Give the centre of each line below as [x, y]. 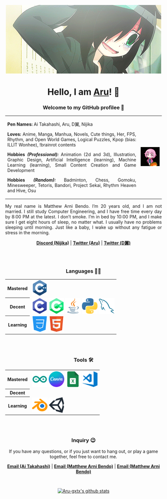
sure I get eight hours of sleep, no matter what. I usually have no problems [83, 222]
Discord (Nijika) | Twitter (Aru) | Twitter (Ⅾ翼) [83, 243]
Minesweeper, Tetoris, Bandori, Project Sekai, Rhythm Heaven [72, 185]
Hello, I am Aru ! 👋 [83, 92]
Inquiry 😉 [83, 440]
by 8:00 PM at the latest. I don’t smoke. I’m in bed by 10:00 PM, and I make [83, 216]
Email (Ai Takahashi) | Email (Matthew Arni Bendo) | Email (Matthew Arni [83, 466]
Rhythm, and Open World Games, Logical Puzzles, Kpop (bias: [72, 140]
